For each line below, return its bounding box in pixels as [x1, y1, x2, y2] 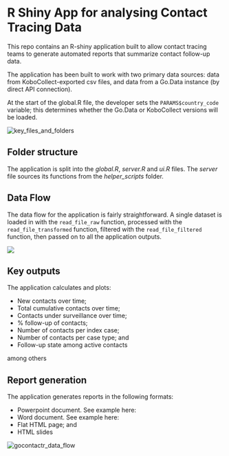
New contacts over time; [17, 297, 87, 305]
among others [7, 354, 47, 363]
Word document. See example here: [17, 413, 119, 422]
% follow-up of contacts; [17, 319, 88, 327]
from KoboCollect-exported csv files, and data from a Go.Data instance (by [7, 77, 220, 86]
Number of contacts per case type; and [17, 333, 129, 342]
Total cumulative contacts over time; [17, 304, 120, 313]
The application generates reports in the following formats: [7, 393, 174, 401]
